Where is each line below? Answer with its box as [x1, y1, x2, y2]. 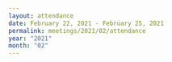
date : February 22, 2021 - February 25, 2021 [8, 19, 164, 27]
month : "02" [8, 42, 48, 50]
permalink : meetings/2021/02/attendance [8, 27, 147, 35]
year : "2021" [8, 34, 52, 43]
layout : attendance [8, 11, 74, 20]
